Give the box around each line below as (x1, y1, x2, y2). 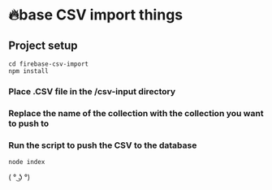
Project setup (8, 38, 79, 52)
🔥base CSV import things (8, 6, 183, 24)
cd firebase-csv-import (8, 60, 89, 68)
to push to (8, 118, 50, 129)
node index (8, 158, 45, 166)
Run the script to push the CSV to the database (8, 140, 197, 151)
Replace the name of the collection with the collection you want (8, 107, 264, 119)
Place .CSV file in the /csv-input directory (8, 85, 176, 97)
